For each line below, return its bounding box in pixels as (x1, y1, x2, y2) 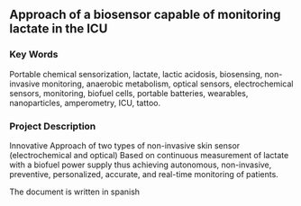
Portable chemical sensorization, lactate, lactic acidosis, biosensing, (9, 68, 263, 79)
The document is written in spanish (9, 186, 141, 197)
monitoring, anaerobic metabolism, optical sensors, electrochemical (41, 78, 294, 89)
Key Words (9, 49, 59, 61)
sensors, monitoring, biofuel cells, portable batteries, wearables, (9, 87, 249, 98)
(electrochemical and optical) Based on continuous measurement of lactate (9, 149, 289, 160)
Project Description (9, 120, 96, 132)
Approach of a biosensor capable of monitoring (9, 7, 281, 22)
